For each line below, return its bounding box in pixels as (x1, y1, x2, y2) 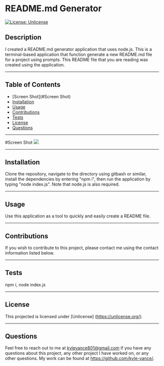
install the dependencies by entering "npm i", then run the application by (5, 176, 151, 182)
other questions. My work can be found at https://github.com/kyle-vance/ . (5, 355, 155, 362)
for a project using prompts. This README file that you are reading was (5, 57, 148, 63)
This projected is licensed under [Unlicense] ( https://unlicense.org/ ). (5, 313, 143, 319)
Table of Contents (5, 81, 61, 89)
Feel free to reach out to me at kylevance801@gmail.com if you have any (5, 345, 151, 351)
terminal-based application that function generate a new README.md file (5, 51, 152, 57)
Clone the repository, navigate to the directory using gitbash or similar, (5, 171, 147, 177)
